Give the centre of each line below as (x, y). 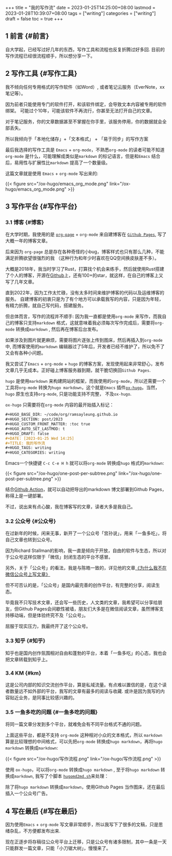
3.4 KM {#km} (23, 673)
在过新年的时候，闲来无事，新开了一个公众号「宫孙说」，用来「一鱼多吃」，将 (86, 533)
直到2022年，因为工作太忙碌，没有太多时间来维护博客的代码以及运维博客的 (85, 293)
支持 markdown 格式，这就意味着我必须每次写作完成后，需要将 (91, 323)
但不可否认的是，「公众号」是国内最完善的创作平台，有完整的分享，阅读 (80, 585)
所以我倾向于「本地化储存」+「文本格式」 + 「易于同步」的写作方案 (77, 139)
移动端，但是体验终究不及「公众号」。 (49, 615)
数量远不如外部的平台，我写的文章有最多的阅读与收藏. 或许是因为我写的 (85, 691)
